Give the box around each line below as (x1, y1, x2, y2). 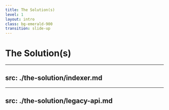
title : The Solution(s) (5, 7, 55, 13)
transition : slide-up (5, 26, 51, 31)
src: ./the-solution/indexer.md (5, 74, 103, 82)
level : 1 (5, 12, 24, 17)
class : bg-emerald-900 (5, 21, 53, 27)
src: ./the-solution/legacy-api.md (5, 96, 113, 105)
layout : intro (5, 17, 35, 22)
